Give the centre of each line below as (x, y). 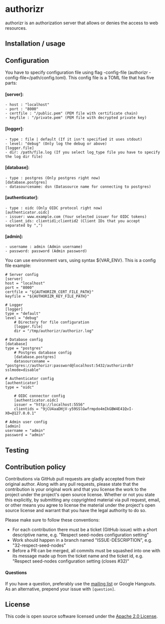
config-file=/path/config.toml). (36, 78)
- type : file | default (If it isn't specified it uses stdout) (74, 139)
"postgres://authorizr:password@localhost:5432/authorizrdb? (69, 366)
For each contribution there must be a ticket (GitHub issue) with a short (84, 530)
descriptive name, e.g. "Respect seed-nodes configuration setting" (81, 535)
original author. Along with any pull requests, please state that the (72, 484)
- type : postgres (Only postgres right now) (53, 178)
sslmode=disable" (23, 370)
